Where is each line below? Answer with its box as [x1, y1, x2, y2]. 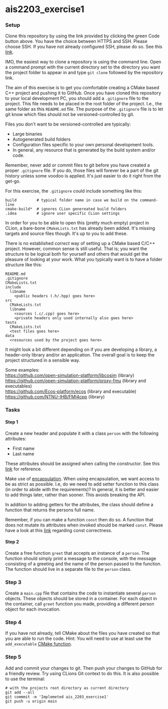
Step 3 [5, 578, 22, 585]
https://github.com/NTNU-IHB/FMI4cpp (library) [5, 394, 105, 400]
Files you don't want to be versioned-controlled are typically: [5, 121, 131, 127]
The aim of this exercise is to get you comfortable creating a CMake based [5, 85, 159, 91]
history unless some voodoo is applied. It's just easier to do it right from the [5, 173, 161, 179]
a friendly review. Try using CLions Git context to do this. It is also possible [5, 670, 159, 676]
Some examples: [5, 367, 40, 373]
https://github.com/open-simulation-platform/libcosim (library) [5, 372, 134, 379]
